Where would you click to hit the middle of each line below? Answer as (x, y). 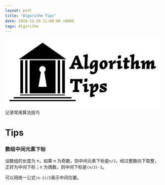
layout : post (19, 10)
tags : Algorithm (22, 26)
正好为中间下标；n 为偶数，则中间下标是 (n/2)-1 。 (56, 167)
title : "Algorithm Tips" (31, 16)
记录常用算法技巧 (22, 112)
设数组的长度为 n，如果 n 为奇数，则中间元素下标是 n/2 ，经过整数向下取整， (82, 161)
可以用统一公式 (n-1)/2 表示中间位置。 (43, 178)
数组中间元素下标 (25, 149)
